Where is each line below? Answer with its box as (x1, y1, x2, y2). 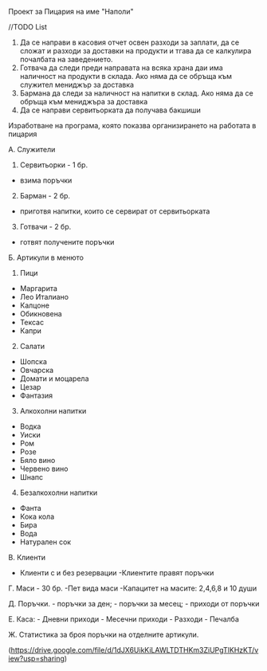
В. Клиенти (8, 553, 46, 562)
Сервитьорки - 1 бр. (19, 160, 88, 170)
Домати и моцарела (19, 374, 89, 383)
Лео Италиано (19, 292, 69, 301)
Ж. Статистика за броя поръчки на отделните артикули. (8, 630, 199, 639)
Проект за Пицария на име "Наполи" (8, 7, 134, 16)
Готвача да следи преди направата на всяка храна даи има (19, 63, 223, 73)
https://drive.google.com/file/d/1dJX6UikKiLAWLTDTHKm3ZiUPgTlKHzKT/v (10, 645, 259, 654)
